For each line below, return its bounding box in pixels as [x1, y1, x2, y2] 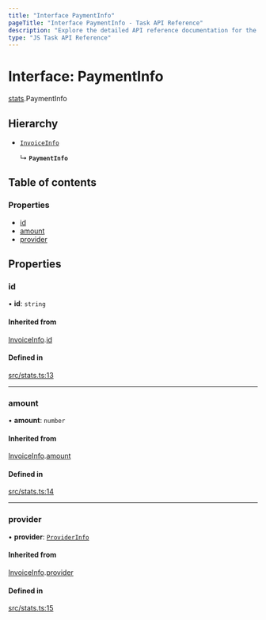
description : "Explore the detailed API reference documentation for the [8, 26, 257, 34]
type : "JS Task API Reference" [8, 33, 112, 42]
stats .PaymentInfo [8, 94, 67, 104]
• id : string [8, 299, 46, 308]
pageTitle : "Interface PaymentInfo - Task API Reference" [8, 19, 203, 27]
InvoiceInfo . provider [8, 567, 74, 577]
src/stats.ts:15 [8, 603, 54, 613]
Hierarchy [8, 116, 59, 130]
